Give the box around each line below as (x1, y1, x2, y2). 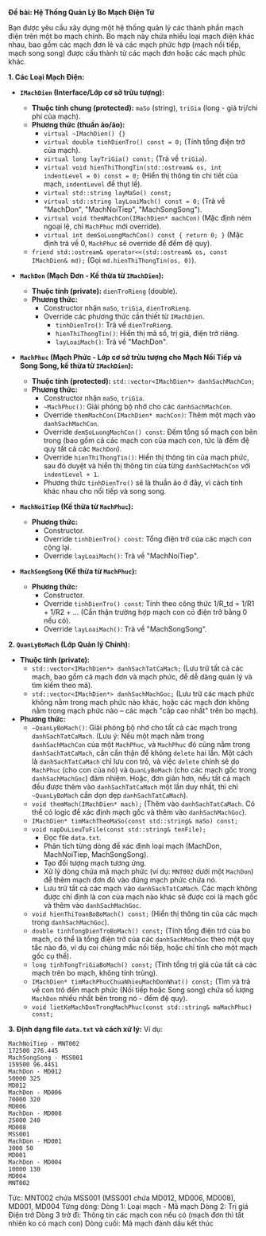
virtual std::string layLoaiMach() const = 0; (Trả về (43, 196, 226, 205)
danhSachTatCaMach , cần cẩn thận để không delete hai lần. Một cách (31, 749, 253, 757)
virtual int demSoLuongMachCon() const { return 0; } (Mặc (43, 230, 245, 239)
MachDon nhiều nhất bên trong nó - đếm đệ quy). (31, 994, 188, 1003)
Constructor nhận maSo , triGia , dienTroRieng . (43, 303, 191, 312)
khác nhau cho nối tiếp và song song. (43, 487, 167, 495)
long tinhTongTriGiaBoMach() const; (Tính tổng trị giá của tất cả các (31, 960, 257, 969)
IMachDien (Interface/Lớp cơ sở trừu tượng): (19, 88, 165, 97)
